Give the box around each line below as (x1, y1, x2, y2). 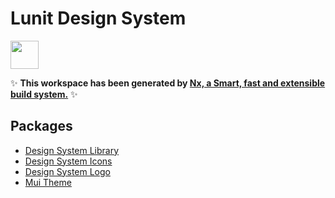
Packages (10, 118, 73, 135)
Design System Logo (24, 165, 111, 177)
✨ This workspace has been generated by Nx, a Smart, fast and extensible (10, 77, 326, 89)
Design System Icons (24, 155, 113, 167)
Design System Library (24, 144, 120, 156)
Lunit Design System (10, 7, 187, 30)
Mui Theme (24, 176, 72, 188)
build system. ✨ (10, 88, 78, 100)
